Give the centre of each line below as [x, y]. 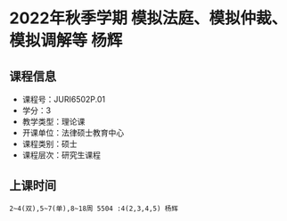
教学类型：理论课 [53, 122]
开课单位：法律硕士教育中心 [73, 133]
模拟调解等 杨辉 [66, 41]
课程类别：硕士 [49, 144]
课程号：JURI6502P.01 [64, 99]
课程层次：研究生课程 [61, 155]
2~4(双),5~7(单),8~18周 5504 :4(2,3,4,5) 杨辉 [94, 209]
